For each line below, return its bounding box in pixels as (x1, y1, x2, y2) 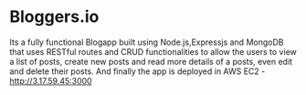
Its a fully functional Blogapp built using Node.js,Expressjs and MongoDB (9, 37, 284, 47)
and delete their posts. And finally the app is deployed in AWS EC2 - (9, 66, 266, 77)
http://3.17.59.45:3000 (9, 75, 93, 86)
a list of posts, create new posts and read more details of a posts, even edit (9, 56, 293, 67)
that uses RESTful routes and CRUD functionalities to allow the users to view (9, 46, 297, 57)
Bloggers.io (9, 6, 100, 27)
